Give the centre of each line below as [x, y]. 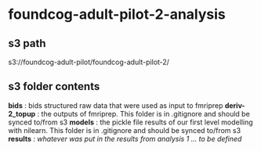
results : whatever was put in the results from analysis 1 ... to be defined [125, 138]
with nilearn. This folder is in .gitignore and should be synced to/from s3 [125, 130]
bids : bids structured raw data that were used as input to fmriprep [116, 105]
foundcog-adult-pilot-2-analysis [117, 14]
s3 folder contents [54, 86]
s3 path [27, 43]
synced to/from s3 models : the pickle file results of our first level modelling [130, 122]
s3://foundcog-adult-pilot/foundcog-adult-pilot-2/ [89, 62]
